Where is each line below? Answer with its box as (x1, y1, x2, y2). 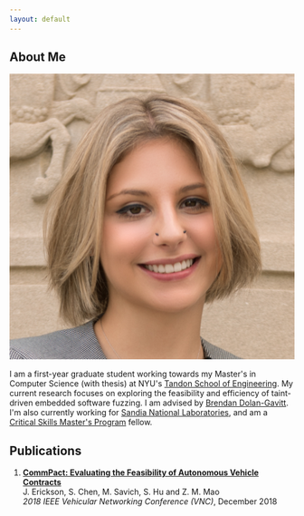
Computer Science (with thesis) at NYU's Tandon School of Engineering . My (9, 378, 294, 389)
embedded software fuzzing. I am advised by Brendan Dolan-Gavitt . (34, 397, 290, 408)
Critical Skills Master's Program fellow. (9, 417, 153, 428)
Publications (9, 443, 82, 458)
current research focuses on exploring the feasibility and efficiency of (9, 388, 270, 399)
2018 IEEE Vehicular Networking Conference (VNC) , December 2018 (22, 496, 278, 507)
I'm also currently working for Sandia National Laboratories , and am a (9, 407, 269, 418)
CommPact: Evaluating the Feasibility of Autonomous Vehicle (22, 467, 260, 478)
